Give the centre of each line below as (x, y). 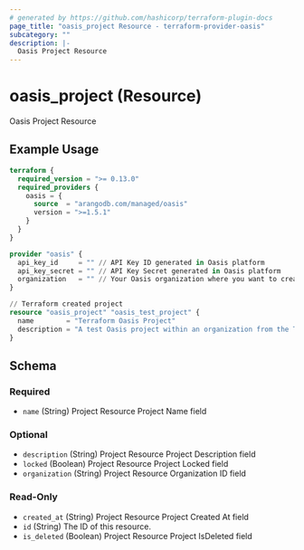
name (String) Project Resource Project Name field (114, 412)
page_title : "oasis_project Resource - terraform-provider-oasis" (137, 26)
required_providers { (58, 187)
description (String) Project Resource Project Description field (139, 454)
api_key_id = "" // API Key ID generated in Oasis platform (141, 262)
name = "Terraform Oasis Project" (97, 321)
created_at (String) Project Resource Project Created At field (135, 517)
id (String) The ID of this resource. (87, 526)
